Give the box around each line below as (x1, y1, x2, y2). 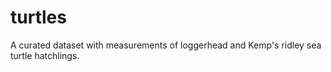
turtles (10, 6, 67, 29)
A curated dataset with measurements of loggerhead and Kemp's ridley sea (10, 39, 322, 51)
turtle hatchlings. (10, 49, 80, 61)
